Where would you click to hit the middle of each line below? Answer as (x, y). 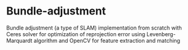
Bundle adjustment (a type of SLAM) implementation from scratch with (94, 28)
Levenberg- (161, 34)
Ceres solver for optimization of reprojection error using (76, 34)
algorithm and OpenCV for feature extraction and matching (107, 40)
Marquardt (19, 40)
